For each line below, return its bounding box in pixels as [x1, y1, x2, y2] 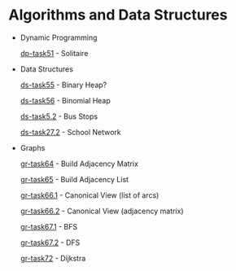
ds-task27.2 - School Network [20, 127, 122, 137]
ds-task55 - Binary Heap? [20, 80, 107, 90]
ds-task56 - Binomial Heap [20, 95, 111, 105]
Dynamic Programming [20, 33, 98, 42]
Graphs [20, 142, 46, 152]
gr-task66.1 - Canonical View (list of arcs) [20, 190, 160, 200]
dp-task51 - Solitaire [20, 48, 89, 58]
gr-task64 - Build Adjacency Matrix [20, 159, 138, 168]
